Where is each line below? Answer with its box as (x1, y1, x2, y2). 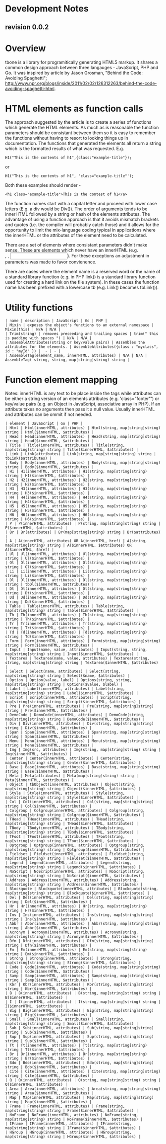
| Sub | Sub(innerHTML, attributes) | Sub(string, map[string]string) (5, 1026, 154, 1031)
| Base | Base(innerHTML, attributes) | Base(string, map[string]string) (5, 765, 161, 770)
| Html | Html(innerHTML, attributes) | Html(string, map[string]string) (5, 425, 161, 430)
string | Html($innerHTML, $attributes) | (5, 430, 94, 435)
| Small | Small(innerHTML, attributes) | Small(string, (5, 1017, 125, 1022)
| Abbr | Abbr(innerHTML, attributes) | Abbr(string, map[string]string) (5, 921, 161, 926)
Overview (5, 43, 46, 54)
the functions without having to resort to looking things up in (5, 135, 129, 141)
